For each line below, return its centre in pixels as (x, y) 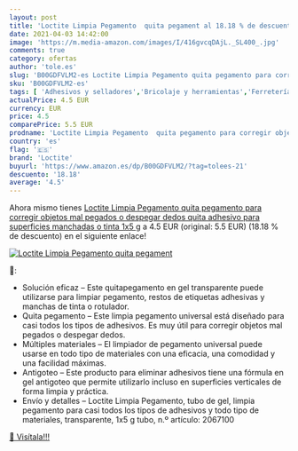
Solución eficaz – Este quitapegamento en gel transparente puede (143, 288)
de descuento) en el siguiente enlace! (78, 236)
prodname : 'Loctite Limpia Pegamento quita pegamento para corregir (141, 133)
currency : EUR (35, 108)
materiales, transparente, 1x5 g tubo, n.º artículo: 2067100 (128, 420)
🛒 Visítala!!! (30, 437)
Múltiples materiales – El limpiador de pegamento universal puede (142, 344)
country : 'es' (35, 141)
